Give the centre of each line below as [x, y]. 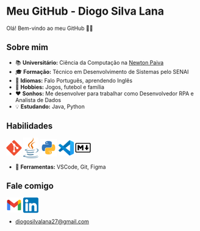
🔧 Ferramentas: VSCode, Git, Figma [60, 167]
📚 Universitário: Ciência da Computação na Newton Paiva [89, 62]
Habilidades [30, 126]
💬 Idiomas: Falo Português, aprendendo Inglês [74, 80]
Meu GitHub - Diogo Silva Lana [85, 11]
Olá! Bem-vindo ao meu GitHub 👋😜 [50, 28]
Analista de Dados [38, 100]
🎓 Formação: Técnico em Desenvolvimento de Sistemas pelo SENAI [102, 71]
